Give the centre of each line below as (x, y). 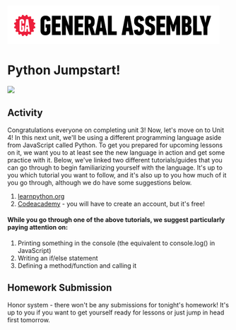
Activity (25, 113)
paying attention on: (38, 228)
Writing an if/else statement (58, 258)
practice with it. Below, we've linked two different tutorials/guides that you (115, 160)
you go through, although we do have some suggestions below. (100, 182)
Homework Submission (60, 288)
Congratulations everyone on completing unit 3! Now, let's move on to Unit (116, 130)
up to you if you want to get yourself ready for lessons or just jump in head (116, 312)
